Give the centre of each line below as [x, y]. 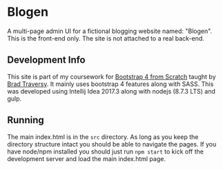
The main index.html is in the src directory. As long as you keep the [103, 137]
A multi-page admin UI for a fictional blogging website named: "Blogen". [110, 31]
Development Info [46, 60]
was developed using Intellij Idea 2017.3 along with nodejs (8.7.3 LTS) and [111, 91]
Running [26, 120]
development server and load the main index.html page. [86, 158]
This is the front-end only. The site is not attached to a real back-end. [106, 38]
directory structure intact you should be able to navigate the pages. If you [112, 144]
